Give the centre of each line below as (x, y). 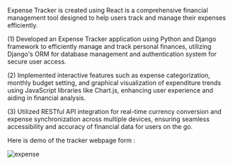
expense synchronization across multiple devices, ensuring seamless (109, 119)
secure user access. (37, 62)
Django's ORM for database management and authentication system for (112, 54)
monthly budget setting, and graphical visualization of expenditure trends (114, 83)
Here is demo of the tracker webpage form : (72, 140)
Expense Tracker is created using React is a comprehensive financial (108, 10)
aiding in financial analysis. (47, 98)
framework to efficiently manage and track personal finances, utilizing (109, 46)
